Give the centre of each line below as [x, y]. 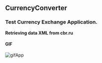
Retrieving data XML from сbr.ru [39, 33]
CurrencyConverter [36, 8]
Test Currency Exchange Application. [51, 22]
